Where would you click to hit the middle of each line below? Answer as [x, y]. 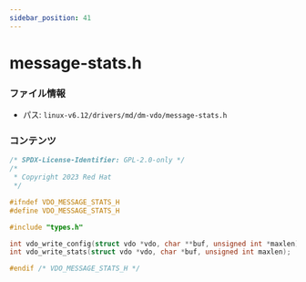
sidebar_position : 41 [51, 18]
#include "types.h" [46, 227]
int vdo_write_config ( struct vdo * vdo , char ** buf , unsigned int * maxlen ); [156, 244]
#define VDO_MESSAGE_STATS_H [65, 211]
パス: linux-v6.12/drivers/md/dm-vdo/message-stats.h [125, 115]
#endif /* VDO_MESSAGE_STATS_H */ [75, 269]
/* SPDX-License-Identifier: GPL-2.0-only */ [97, 161]
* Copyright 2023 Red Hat [62, 178]
